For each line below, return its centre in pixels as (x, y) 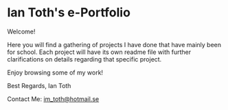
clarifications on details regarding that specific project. (84, 59)
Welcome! (21, 31)
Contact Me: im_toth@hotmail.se (53, 99)
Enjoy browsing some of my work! (55, 72)
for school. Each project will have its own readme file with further (99, 52)
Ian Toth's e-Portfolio (69, 13)
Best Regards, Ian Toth (39, 85)
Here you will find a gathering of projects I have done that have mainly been (114, 44)
